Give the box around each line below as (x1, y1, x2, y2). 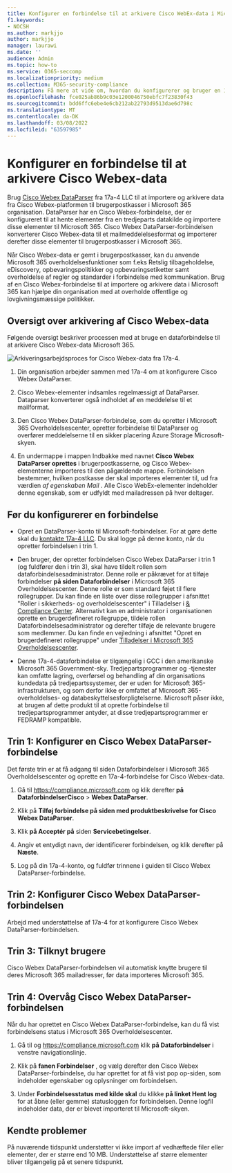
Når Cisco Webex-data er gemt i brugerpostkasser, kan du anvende (7, 251, 200, 260)
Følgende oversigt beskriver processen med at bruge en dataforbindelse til (7, 334, 220, 342)
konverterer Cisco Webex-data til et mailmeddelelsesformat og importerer (7, 230, 217, 239)
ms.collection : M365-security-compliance (7, 81, 128, 88)
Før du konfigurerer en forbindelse (7, 509, 159, 520)
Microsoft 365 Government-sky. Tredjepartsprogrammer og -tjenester (17, 664, 217, 672)
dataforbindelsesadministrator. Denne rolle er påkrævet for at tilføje (17, 570, 209, 578)
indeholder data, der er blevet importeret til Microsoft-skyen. (17, 1104, 190, 1113)
